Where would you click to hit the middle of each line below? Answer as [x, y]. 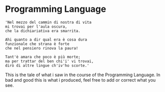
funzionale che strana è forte [37, 44]
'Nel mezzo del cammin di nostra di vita [48, 22]
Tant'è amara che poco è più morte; [43, 57]
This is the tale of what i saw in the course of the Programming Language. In [83, 75]
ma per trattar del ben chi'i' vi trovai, [49, 61]
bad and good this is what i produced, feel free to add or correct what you [81, 80]
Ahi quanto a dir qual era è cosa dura [46, 40]
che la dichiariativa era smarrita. [43, 31]
